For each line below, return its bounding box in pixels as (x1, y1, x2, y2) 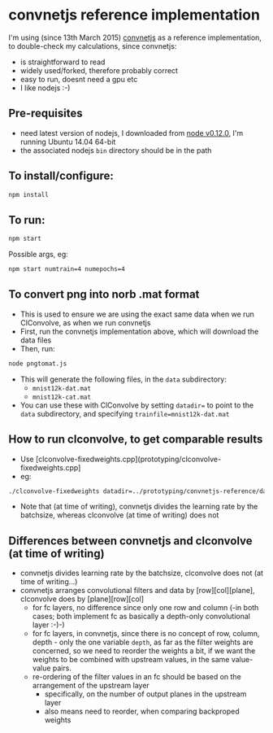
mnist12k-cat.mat (32, 393, 92, 401)
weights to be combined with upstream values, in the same (32, 655, 230, 665)
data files (19, 335, 52, 345)
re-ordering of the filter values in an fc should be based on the (32, 672, 241, 682)
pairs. (52, 663, 71, 673)
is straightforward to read (19, 57, 106, 67)
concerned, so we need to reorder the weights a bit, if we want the (32, 646, 256, 656)
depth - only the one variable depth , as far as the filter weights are (32, 637, 253, 648)
